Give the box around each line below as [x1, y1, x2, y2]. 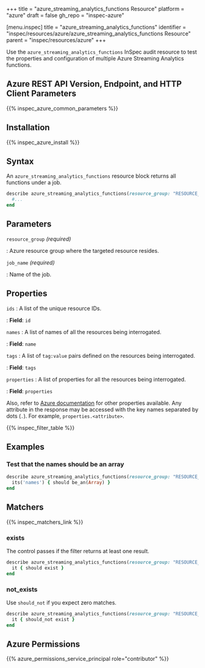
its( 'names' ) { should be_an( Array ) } [12, 479, 111, 486]
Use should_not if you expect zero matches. [6, 599, 117, 606]
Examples [6, 442, 45, 452]
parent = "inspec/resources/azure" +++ [6, 37, 107, 43]
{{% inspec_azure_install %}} [6, 139, 80, 146]
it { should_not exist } [12, 616, 75, 622]
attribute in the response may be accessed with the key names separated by [6, 405, 199, 413]
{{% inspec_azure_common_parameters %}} [6, 104, 118, 112]
